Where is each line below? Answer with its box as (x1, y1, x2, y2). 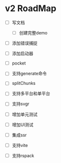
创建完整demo (19, 30, 48, 35)
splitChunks (12, 81, 36, 86)
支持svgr (12, 101, 30, 107)
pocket (12, 60, 26, 66)
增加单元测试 (12, 111, 37, 117)
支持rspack (12, 152, 35, 158)
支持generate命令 (12, 71, 47, 77)
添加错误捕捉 (12, 40, 37, 46)
